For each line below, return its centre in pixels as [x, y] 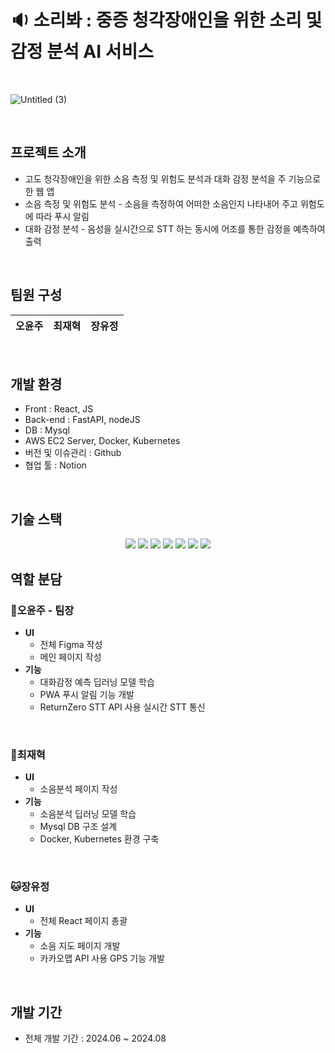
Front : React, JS [59, 409]
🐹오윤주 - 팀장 [42, 610]
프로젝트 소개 [48, 152]
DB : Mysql [47, 430]
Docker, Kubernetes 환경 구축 [99, 839]
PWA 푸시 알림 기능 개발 [87, 694]
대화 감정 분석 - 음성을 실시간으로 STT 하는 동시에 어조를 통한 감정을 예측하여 [175, 228]
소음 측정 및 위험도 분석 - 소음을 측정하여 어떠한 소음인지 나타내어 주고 [161, 203]
